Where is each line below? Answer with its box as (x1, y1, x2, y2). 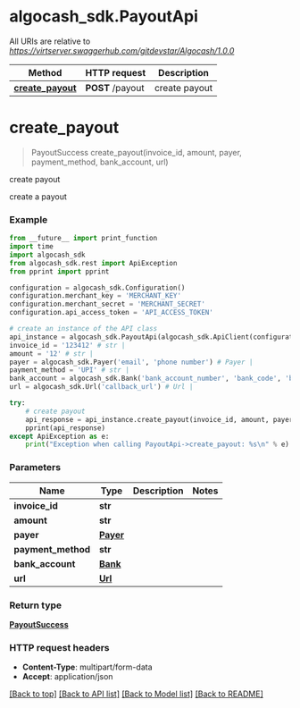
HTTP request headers (9, 641, 110, 653)
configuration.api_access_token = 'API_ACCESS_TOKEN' (9, 308, 214, 317)
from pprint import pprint (9, 266, 110, 276)
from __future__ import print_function (9, 234, 158, 243)
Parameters (9, 461, 61, 474)
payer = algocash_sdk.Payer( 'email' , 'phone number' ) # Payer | (9, 358, 254, 367)
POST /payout (85, 81, 145, 94)
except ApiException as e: (9, 432, 110, 441)
